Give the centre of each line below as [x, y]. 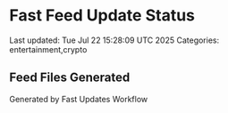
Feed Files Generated [70, 78]
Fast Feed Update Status [102, 16]
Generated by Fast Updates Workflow [79, 99]
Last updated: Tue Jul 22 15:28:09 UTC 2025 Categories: [114, 40]
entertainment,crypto [48, 49]
